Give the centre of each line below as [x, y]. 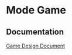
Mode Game [36, 10]
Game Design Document [36, 46]
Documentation [35, 32]
